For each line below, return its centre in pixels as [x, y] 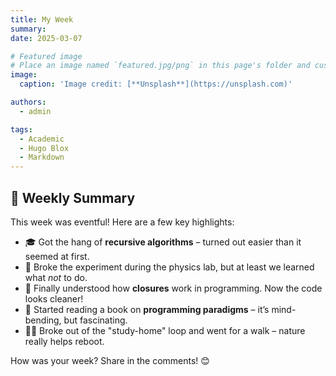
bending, [43, 320]
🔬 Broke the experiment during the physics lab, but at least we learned [169, 267]
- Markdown [42, 157]
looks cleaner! [54, 298]
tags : [21, 129]
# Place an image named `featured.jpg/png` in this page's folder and [160, 66]
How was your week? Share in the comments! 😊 [110, 360]
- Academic [42, 139]
